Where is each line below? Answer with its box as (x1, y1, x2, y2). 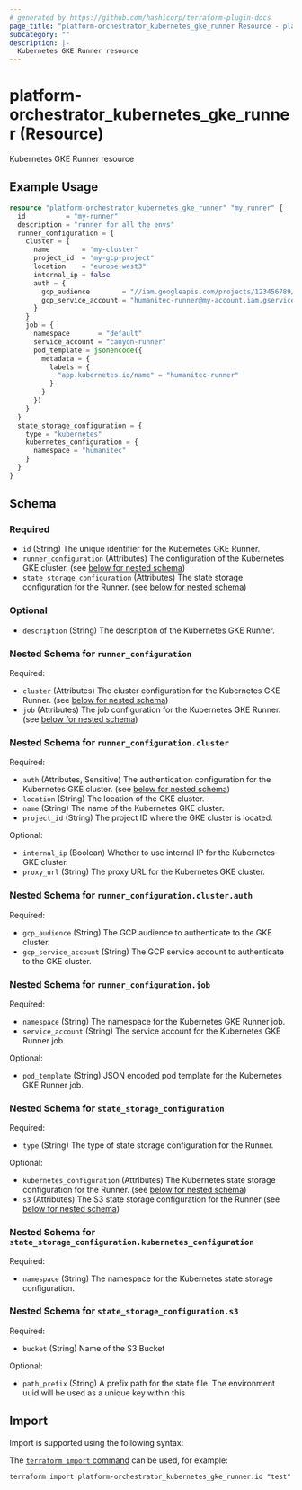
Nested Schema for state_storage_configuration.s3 (9, 1305, 239, 1317)
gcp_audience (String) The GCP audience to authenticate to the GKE (22, 926, 272, 937)
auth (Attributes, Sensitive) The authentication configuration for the (22, 774, 271, 785)
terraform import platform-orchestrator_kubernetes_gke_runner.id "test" (9, 1472, 292, 1481)
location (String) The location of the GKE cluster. (22, 793, 205, 804)
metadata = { (41, 354, 91, 363)
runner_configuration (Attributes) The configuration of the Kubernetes (22, 553, 285, 564)
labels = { (49, 362, 91, 372)
